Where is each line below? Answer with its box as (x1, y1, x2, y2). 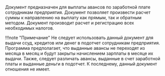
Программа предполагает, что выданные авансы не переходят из (5, 45, 145, 51)
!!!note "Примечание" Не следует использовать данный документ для (5, 35, 154, 40)
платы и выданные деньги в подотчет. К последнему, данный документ (5, 61, 157, 67)
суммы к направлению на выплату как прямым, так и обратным (5, 15, 142, 20)
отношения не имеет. (5, 66, 51, 72)
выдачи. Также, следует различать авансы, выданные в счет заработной (5, 56, 161, 61)
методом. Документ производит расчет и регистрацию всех (5, 20, 134, 26)
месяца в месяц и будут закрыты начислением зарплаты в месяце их (5, 50, 154, 56)
